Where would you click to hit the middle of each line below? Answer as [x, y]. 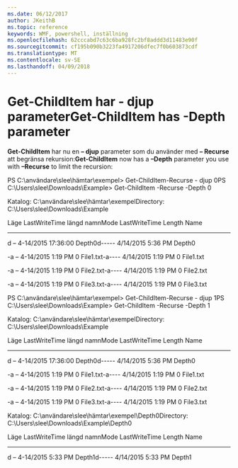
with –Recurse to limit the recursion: [60, 166]
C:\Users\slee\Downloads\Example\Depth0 [70, 423]
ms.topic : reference [38, 27]
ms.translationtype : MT [42, 54]
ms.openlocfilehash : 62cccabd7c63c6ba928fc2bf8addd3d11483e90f [103, 40]
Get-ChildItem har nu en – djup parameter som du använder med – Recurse [118, 151]
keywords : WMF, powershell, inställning [68, 34]
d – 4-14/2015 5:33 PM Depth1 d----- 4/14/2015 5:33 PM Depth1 [100, 457]
